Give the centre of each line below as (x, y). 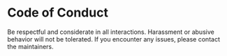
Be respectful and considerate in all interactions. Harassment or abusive (111, 32)
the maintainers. (30, 46)
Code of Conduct (58, 13)
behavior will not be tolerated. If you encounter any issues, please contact (113, 39)
